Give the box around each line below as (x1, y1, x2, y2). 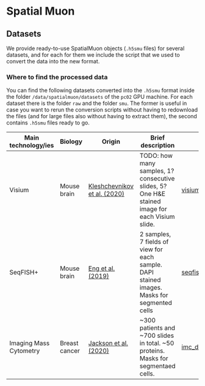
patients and (139, 324, 176, 332)
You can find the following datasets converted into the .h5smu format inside (6, 87, 195, 94)
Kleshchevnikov (88, 182, 134, 190)
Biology (60, 137, 83, 146)
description (140, 141, 175, 150)
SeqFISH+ (9, 268, 38, 277)
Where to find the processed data (6, 73, 108, 81)
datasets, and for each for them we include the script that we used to (6, 51, 180, 59)
